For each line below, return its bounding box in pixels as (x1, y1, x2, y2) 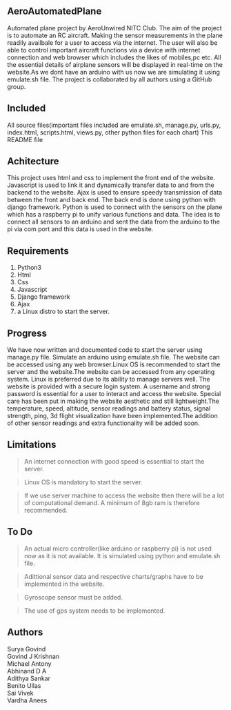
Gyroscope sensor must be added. (23, 593, 123, 601)
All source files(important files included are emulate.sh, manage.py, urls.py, (7, 121, 221, 129)
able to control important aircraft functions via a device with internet (7, 46, 201, 54)
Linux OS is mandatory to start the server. (23, 477, 143, 486)
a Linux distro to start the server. (17, 307, 110, 316)
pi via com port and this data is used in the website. (7, 225, 154, 233)
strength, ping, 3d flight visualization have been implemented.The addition (7, 412, 219, 420)
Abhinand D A (7, 667, 47, 675)
